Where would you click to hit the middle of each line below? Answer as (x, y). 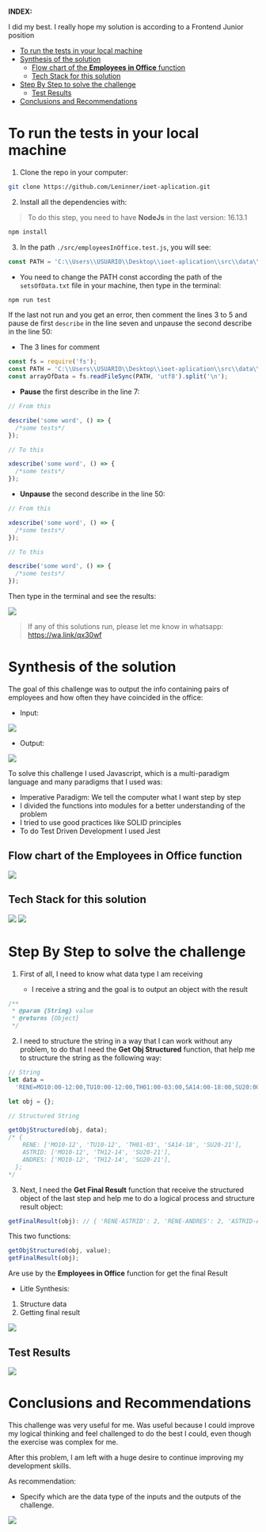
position (21, 35)
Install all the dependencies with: (73, 202)
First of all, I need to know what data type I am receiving (111, 974)
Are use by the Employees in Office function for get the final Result (118, 1273)
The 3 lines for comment (60, 347)
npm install (28, 232)
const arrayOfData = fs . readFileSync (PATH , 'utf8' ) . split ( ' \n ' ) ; (118, 376)
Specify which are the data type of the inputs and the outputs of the (130, 1496)
